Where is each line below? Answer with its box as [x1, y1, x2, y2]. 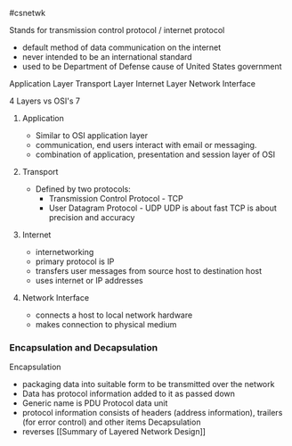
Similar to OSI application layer [35, 130, 149, 141]
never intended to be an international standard [21, 52, 193, 62]
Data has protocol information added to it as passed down [21, 388, 236, 400]
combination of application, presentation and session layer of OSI [35, 149, 276, 160]
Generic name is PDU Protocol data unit [21, 398, 168, 409]
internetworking [35, 247, 94, 257]
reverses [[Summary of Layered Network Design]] [21, 426, 207, 437]
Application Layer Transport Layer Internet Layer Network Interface [9, 78, 256, 88]
